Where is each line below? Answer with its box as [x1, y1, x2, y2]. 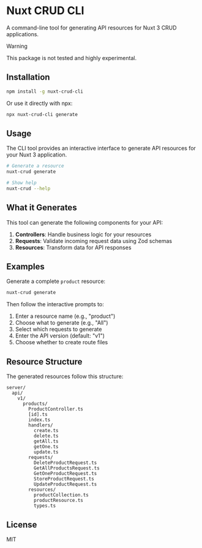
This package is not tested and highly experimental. [6, 54, 137, 61]
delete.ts [33, 433, 59, 439]
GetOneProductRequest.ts [33, 471, 97, 477]
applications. [6, 30, 39, 37]
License [6, 519, 37, 530]
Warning [6, 42, 28, 50]
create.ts [33, 428, 59, 434]
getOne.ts [33, 444, 59, 450]
